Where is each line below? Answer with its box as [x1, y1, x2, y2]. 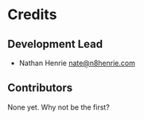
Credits [7, 6, 57, 24]
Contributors [7, 81, 73, 95]
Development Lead [7, 37, 103, 51]
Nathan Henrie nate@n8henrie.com [18, 58, 136, 68]
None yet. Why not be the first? [7, 102, 111, 112]
